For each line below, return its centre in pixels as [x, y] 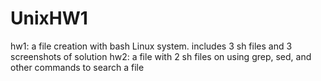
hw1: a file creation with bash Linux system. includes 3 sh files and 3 [151, 46]
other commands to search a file [77, 67]
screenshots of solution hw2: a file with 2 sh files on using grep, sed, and [161, 56]
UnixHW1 [49, 18]
